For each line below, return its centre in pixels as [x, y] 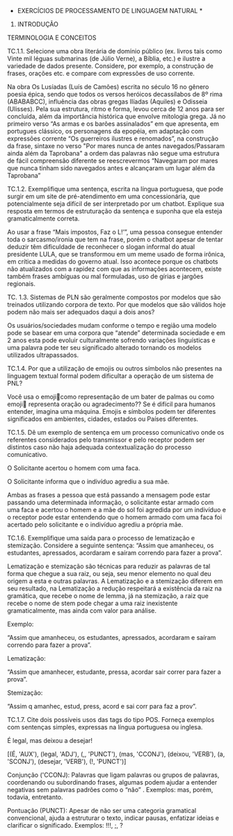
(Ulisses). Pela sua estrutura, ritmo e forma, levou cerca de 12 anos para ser [116, 109]
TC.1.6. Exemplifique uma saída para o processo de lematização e [101, 538]
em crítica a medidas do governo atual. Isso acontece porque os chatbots [113, 262]
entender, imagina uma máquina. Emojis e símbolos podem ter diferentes [112, 411]
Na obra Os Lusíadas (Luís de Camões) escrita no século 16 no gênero [108, 87]
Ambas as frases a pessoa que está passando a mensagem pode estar [109, 495]
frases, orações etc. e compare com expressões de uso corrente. [101, 73]
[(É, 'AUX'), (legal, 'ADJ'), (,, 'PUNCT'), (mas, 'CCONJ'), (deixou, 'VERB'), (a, [116, 754]
